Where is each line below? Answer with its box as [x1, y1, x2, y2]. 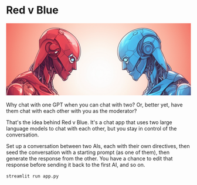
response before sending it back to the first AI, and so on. [6, 161, 145, 168]
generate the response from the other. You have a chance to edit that [6, 155, 173, 162]
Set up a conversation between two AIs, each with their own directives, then [6, 142, 190, 149]
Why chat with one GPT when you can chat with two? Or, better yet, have [6, 101, 183, 108]
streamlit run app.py [6, 173, 59, 179]
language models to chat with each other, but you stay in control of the [6, 125, 177, 132]
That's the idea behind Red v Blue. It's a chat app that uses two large [6, 118, 172, 126]
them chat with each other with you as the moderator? [6, 107, 137, 114]
